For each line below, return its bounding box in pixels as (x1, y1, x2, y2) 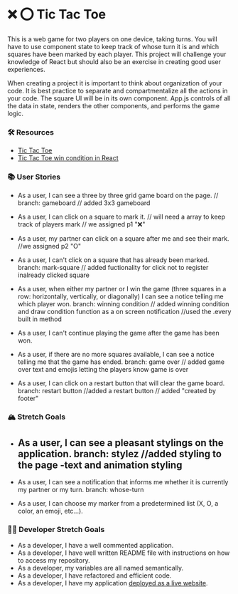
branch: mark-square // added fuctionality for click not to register (17, 263, 209, 271)
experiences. (7, 65, 46, 73)
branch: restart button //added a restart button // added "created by (17, 386, 217, 395)
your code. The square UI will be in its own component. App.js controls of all (7, 94, 231, 103)
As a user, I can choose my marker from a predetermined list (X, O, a (17, 499, 219, 508)
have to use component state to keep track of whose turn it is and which (7, 42, 220, 51)
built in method (17, 315, 63, 323)
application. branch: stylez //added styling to (17, 447, 222, 460)
